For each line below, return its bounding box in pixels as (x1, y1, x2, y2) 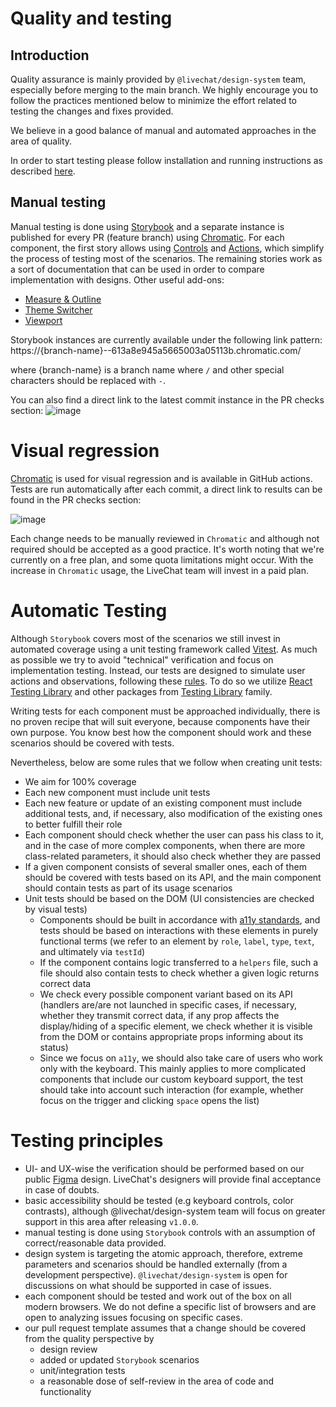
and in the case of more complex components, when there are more (24, 839, 306, 851)
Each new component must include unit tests (24, 786, 211, 798)
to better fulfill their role (24, 818, 123, 830)
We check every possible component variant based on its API (39, 988, 293, 1000)
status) (39, 1041, 69, 1053)
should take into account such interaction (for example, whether (39, 1083, 304, 1096)
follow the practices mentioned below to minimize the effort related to (10, 95, 297, 106)
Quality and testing (10, 7, 173, 30)
